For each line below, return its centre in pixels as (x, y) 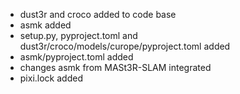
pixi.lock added (51, 78)
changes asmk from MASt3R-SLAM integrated (115, 67)
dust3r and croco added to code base (98, 14)
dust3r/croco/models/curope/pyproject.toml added (125, 46)
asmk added (45, 25)
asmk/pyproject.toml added (76, 57)
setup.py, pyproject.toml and (78, 35)
